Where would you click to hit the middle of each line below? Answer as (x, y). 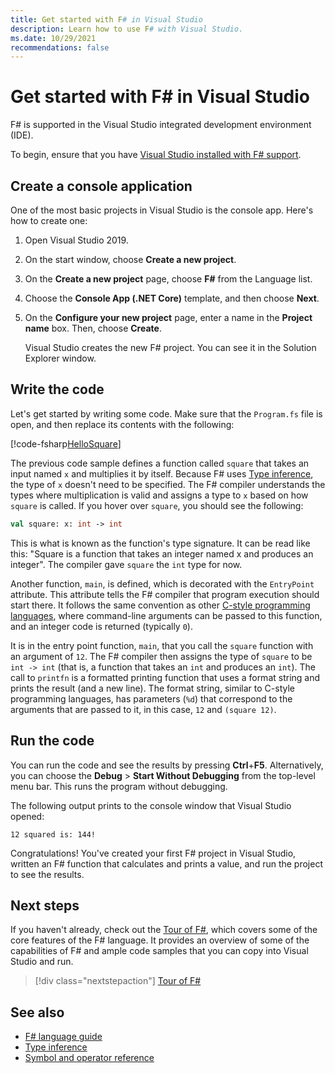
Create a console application (101, 186)
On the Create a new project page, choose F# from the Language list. (168, 279)
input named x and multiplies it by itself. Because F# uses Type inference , (162, 473)
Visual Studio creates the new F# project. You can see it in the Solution (170, 347)
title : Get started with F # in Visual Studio (106, 19)
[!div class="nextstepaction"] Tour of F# (118, 981)
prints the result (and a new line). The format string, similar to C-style (152, 688)
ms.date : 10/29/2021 (53, 38)
